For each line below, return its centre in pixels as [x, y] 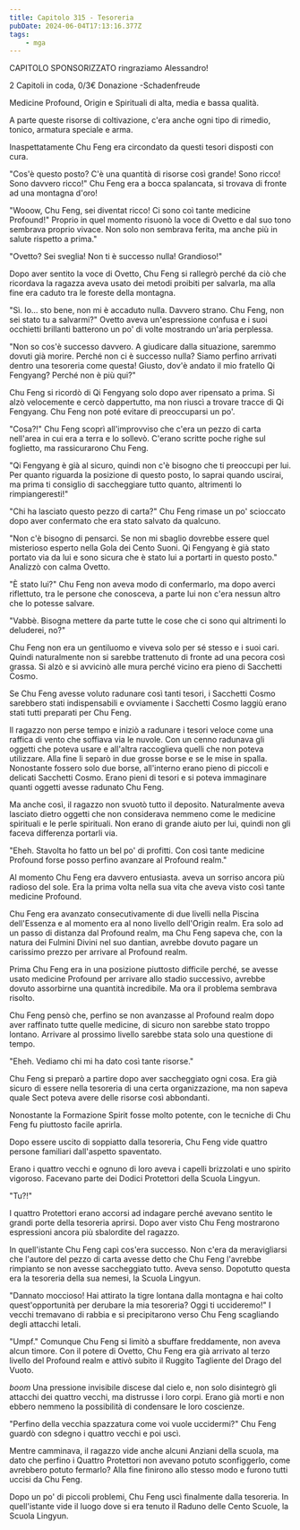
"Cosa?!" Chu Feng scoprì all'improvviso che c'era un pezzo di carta [135, 429]
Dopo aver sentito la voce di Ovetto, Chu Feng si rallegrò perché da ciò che [148, 274]
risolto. [22, 998]
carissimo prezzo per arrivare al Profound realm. [99, 952]
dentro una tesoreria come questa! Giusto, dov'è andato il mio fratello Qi [142, 366]
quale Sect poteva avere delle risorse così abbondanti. [110, 1098]
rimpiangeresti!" [39, 494]
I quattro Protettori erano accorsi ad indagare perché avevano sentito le [141, 1213]
